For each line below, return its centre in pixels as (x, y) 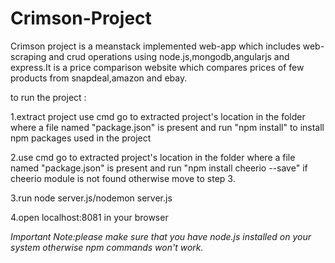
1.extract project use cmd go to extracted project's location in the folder (158, 116)
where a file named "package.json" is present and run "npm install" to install (167, 127)
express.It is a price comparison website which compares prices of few (157, 67)
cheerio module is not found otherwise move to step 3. (123, 178)
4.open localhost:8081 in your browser (89, 217)
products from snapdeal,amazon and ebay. (99, 78)
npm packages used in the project (81, 138)
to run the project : (48, 97)
